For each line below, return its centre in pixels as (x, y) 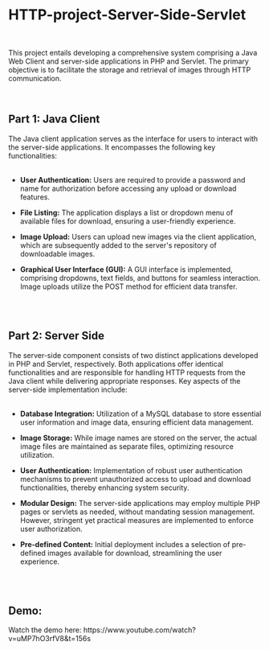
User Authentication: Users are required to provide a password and (132, 179)
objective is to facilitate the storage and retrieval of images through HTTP (130, 69)
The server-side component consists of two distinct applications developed (133, 355)
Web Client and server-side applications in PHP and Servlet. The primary (128, 61)
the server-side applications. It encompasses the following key (112, 147)
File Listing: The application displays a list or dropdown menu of (126, 212)
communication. (35, 78)
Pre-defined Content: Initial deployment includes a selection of (125, 544)
